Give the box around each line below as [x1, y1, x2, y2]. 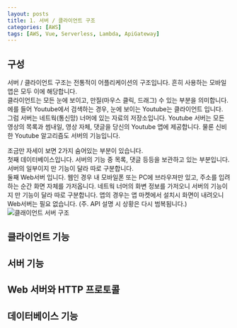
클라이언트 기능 [7, 231, 70, 243]
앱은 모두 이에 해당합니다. [7, 87, 78, 96]
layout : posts [7, 10, 50, 18]
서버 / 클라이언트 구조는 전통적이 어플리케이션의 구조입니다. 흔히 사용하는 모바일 [7, 79, 227, 87]
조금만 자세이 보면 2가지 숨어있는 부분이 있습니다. [7, 147, 144, 155]
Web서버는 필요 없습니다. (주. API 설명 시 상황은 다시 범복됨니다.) [7, 200, 187, 208]
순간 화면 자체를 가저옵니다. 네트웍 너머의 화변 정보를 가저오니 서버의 [20, 182, 209, 191]
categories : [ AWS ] [7, 23, 62, 30]
